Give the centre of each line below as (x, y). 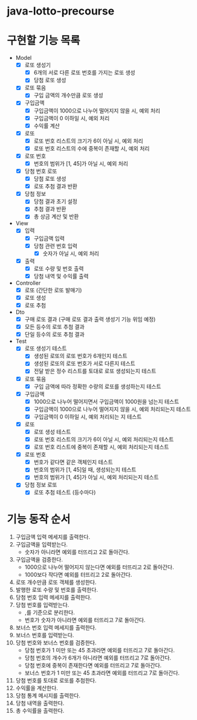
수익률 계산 (47, 126)
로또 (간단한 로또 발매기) (53, 290)
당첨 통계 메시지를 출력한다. (48, 696)
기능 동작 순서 (39, 519)
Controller (28, 283)
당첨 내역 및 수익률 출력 (61, 276)
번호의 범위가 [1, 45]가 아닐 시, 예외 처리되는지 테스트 (96, 477)
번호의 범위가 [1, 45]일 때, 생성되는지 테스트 (85, 470)
